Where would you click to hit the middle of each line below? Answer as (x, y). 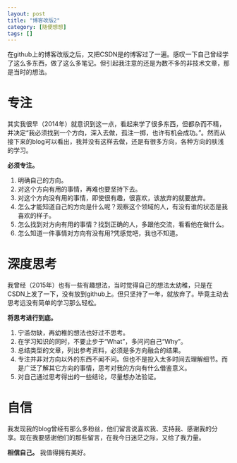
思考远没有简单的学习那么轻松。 (54, 303)
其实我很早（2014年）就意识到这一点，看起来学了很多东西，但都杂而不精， (116, 124)
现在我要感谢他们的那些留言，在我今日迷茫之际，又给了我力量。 (112, 438)
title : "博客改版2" (34, 20)
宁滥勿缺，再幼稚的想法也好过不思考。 (73, 333)
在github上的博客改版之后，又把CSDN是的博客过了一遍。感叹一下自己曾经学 (118, 54)
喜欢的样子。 (36, 216)
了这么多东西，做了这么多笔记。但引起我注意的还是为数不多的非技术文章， (115, 63)
